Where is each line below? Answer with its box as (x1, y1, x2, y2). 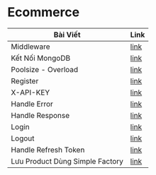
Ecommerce (7, 4, 80, 20)
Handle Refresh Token (11, 145, 85, 155)
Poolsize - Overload (11, 64, 79, 74)
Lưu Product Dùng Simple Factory (11, 156, 124, 166)
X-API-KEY (11, 87, 50, 97)
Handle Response (11, 110, 70, 120)
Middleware (11, 42, 50, 52)
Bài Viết (53, 30, 81, 40)
